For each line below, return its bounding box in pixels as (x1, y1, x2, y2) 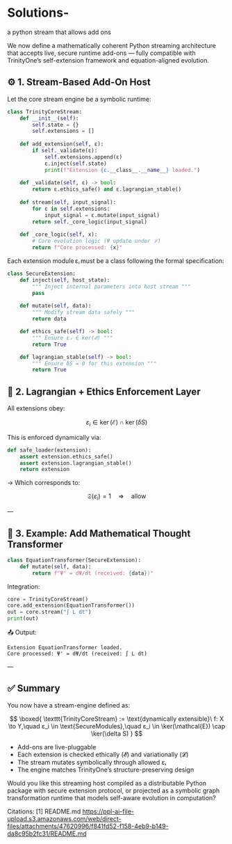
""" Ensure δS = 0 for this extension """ (32, 360, 157, 367)
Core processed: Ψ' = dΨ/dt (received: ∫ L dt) (7, 651, 148, 658)
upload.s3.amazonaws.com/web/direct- (7, 814, 122, 822)
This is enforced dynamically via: (7, 433, 102, 441)
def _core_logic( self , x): (19, 231, 98, 238)
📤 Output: (7, 628, 37, 637)
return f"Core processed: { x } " (32, 244, 123, 251)
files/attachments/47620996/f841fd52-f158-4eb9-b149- (7, 822, 169, 830)
